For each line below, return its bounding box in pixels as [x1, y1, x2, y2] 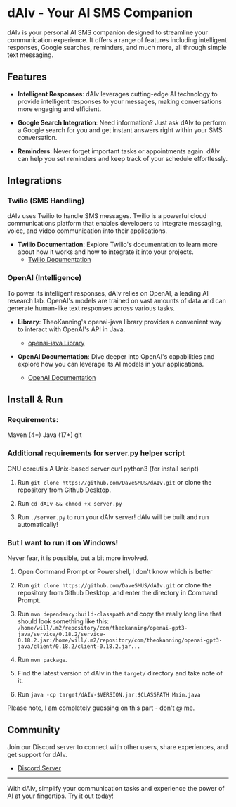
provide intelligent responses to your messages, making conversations [17, 97, 223, 106]
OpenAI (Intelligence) [7, 273, 82, 283]
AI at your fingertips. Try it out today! [7, 792, 114, 800]
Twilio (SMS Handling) [7, 196, 85, 205]
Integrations [7, 174, 62, 187]
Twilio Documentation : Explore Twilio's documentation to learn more [17, 241, 218, 249]
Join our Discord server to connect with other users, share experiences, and [7, 742, 228, 751]
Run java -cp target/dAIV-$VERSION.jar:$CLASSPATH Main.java [17, 690, 201, 699]
